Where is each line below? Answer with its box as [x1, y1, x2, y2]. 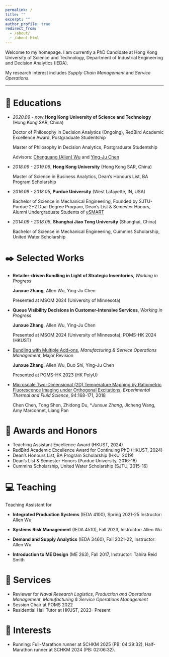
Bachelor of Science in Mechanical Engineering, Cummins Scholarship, [12, 228, 160, 234]
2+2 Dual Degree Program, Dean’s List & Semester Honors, [29, 203, 151, 209]
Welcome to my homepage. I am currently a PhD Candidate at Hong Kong [5, 49, 157, 55]
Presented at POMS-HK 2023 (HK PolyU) [12, 372, 98, 378]
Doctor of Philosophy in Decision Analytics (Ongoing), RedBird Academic [12, 129, 164, 135]
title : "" [5, 12, 26, 17]
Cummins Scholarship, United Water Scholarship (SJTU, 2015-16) [12, 463, 148, 469]
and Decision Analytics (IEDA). [5, 60, 69, 66]
